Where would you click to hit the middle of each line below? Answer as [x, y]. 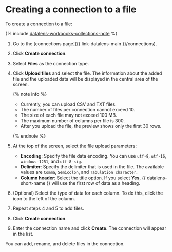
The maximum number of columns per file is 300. [72, 120]
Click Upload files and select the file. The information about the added [87, 73]
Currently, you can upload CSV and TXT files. [68, 104]
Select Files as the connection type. [51, 63]
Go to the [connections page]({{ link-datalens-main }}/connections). [85, 43]
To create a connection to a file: [39, 24]
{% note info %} [30, 94]
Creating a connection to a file [71, 9]
